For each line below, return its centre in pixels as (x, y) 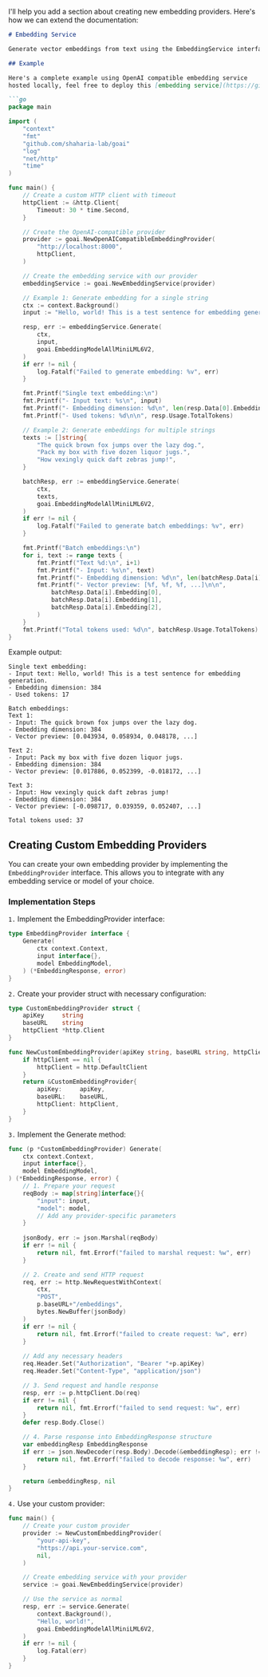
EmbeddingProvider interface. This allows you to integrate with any (116, 872)
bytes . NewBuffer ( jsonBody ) (82, 1312)
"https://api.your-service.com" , (93, 1548)
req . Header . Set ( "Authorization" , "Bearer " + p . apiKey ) (114, 1364)
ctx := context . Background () (71, 305)
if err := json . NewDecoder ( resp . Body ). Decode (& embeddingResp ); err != (142, 1452)
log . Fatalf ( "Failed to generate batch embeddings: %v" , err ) (141, 526)
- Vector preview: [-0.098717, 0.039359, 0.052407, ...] (105, 807)
